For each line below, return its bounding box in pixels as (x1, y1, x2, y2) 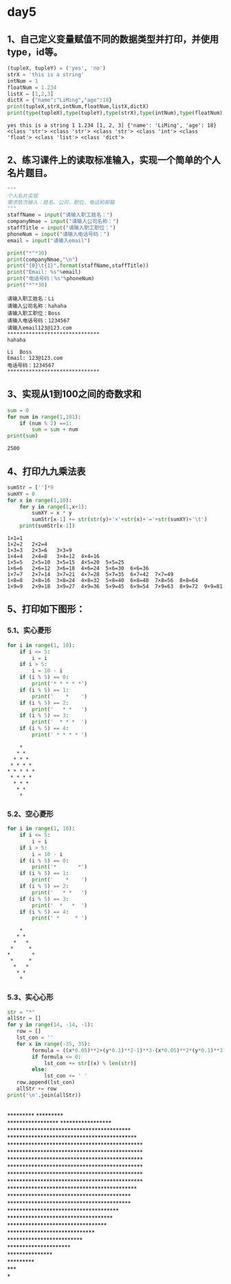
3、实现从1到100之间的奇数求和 (7, 388, 142, 400)
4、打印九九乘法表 (7, 465, 86, 477)
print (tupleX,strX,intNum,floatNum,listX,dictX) (7, 103, 149, 110)
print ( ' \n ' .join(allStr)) (7, 1091, 81, 1098)
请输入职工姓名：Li (7, 295, 55, 302)
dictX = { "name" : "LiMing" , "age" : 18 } (7, 97, 112, 104)
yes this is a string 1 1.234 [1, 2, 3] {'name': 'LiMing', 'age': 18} (7, 122, 217, 129)
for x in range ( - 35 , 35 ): (16, 1040, 91, 1047)
